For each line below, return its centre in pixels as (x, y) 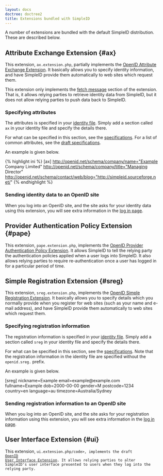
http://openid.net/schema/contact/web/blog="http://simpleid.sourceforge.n (81, 177)
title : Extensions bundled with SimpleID (48, 18)
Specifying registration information (48, 326)
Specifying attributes (31, 112)
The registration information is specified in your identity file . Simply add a (78, 336)
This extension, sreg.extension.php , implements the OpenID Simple (73, 293)
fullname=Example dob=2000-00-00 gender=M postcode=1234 (70, 386)
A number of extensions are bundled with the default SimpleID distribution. (80, 33)
